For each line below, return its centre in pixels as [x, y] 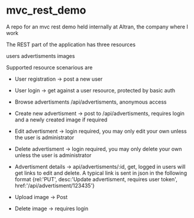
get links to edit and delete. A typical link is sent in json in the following [101, 173]
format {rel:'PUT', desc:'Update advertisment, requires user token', [96, 179]
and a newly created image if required [61, 120]
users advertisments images [41, 56]
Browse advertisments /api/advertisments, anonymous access [90, 102]
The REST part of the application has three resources [71, 44]
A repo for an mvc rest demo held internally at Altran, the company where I [97, 27]
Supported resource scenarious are [49, 67]
